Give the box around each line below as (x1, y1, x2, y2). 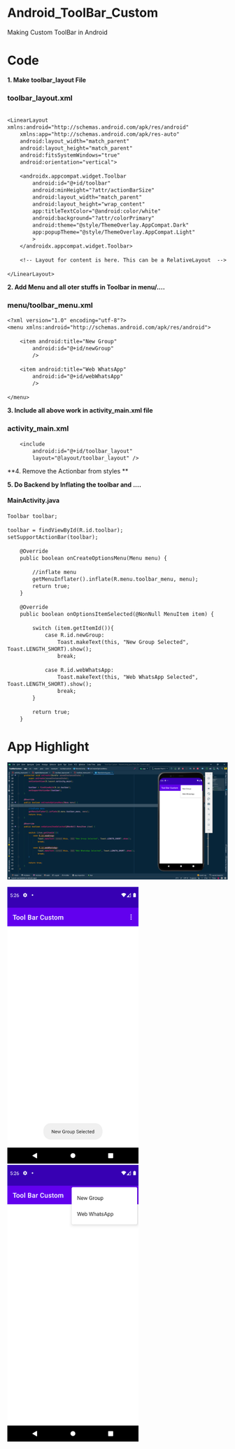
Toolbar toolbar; (7, 513, 58, 520)
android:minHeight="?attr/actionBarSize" (32, 187, 155, 194)
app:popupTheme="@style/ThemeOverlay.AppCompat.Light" (32, 229, 196, 236)
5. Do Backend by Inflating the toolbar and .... (7, 480, 142, 489)
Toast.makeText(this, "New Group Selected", (57, 638, 190, 645)
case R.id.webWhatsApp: (44, 666, 114, 673)
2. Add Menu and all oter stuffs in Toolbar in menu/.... (7, 283, 166, 292)
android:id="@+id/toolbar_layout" (32, 448, 133, 455)
